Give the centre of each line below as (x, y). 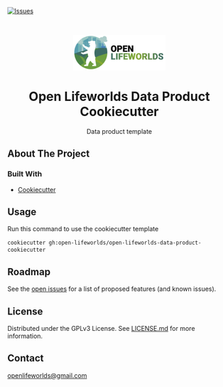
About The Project (49, 154)
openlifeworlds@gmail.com (47, 375)
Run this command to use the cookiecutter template (83, 229)
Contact (26, 358)
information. (25, 336)
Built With (25, 174)
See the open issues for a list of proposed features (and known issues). (112, 289)
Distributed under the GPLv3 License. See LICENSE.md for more (101, 329)
